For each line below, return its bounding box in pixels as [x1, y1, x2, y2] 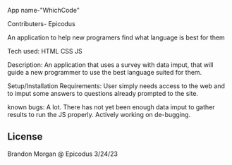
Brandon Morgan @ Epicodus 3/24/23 [7, 149, 118, 158]
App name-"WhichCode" [7, 6, 80, 14]
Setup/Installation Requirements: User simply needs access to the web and [7, 82, 226, 90]
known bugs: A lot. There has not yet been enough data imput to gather [7, 103, 215, 111]
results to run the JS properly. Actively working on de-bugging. [7, 111, 191, 118]
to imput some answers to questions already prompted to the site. [7, 90, 199, 97]
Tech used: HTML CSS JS [7, 47, 83, 55]
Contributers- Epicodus [7, 20, 75, 28]
